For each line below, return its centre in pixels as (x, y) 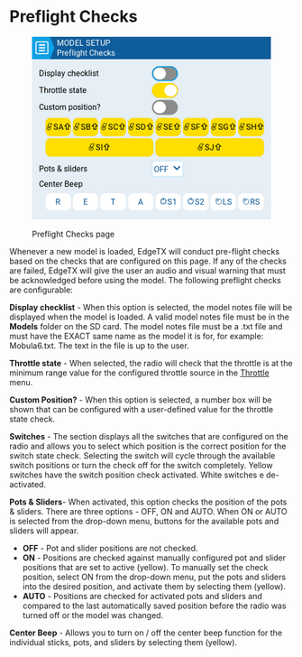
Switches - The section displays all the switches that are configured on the (149, 437)
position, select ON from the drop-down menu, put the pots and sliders (154, 577)
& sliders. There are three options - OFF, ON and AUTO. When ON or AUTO (148, 512)
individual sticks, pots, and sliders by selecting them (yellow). (123, 643)
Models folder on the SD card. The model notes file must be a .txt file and (146, 327)
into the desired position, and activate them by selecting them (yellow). (154, 587)
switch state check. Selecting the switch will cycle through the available (142, 456)
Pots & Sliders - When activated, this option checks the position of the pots (148, 502)
